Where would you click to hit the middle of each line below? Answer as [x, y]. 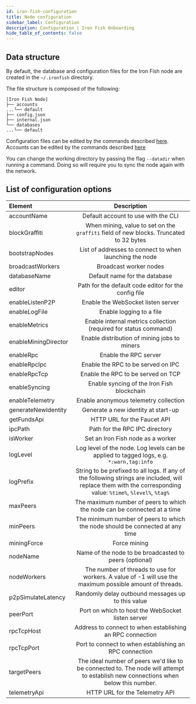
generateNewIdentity [38, 409]
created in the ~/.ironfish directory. [50, 77]
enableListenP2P [32, 302]
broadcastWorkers [34, 266]
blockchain [131, 391]
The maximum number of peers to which [131, 502]
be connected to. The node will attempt [130, 668]
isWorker [21, 438]
